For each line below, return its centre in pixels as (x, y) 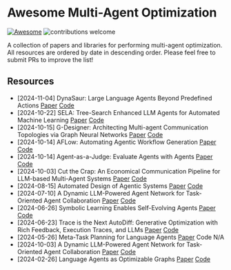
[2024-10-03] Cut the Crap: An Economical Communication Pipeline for (119, 171)
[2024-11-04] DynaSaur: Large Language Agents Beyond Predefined (114, 98)
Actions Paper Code (46, 105)
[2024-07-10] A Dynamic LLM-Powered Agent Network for (101, 193)
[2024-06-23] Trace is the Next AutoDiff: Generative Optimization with (118, 222)
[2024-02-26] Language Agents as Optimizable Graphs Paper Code (114, 259)
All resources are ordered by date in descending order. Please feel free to (111, 52)
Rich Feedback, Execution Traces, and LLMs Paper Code (98, 229)
